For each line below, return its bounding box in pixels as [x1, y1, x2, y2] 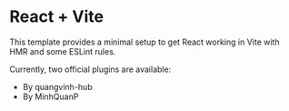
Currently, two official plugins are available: [9, 64, 172, 75]
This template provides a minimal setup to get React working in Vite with [9, 36, 280, 47]
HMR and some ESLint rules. [9, 45, 116, 56]
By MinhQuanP [22, 91, 79, 102]
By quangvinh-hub [22, 81, 93, 92]
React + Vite [9, 6, 105, 27]
